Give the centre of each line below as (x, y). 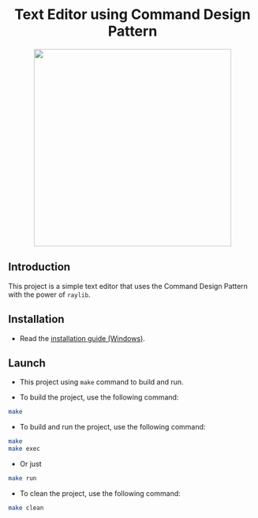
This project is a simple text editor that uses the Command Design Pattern (128, 286)
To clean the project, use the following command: (100, 493)
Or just (30, 464)
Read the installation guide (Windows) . (82, 338)
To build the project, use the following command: (99, 397)
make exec (24, 449)
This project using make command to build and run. (101, 382)
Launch (27, 363)
